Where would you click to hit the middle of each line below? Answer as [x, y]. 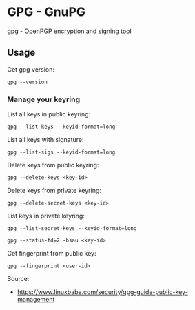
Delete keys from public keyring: [53, 165]
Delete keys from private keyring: [54, 191]
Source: [18, 279]
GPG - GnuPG [47, 12]
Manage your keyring [44, 99]
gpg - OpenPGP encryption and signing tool [70, 31]
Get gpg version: [31, 69]
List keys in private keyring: [46, 216]
